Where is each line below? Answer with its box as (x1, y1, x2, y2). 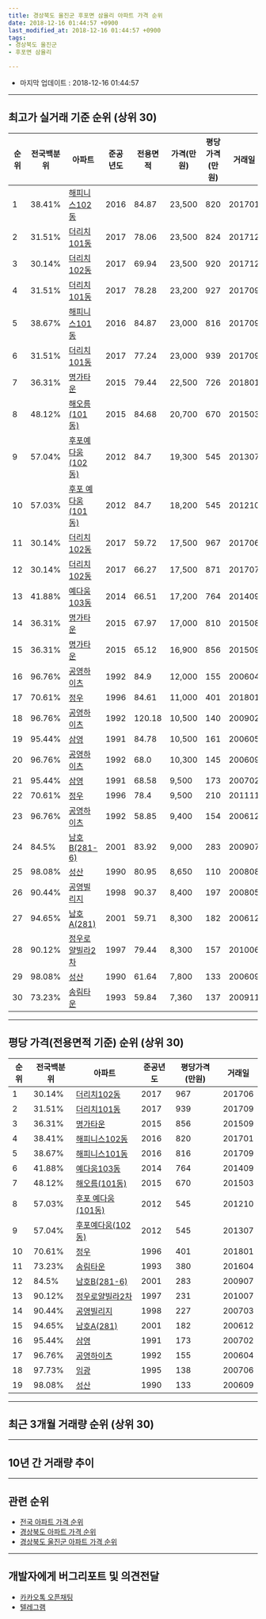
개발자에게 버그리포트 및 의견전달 (8, 1570, 160, 1583)
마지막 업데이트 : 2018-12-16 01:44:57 (19, 78, 139, 87)
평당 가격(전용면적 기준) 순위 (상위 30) (8, 1036, 184, 1049)
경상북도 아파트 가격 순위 (19, 1527, 97, 1537)
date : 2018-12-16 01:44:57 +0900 (8, 19, 119, 27)
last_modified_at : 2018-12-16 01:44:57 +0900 (8, 26, 161, 34)
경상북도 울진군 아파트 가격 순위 (19, 1537, 117, 1547)
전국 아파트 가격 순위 (19, 1518, 84, 1527)
